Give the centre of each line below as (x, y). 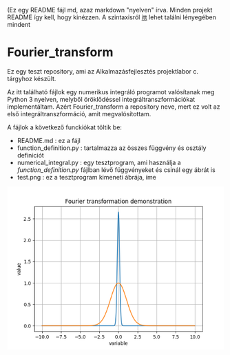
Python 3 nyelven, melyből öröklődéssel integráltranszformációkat (101, 99)
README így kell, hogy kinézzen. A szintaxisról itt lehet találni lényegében (112, 17)
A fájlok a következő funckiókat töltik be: (65, 127)
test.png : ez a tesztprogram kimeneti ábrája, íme (86, 177)
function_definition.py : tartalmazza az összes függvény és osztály (112, 148)
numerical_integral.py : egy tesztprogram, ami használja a (99, 162)
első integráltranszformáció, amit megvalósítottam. (79, 114)
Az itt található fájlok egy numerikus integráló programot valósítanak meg (111, 92)
